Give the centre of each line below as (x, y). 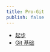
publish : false (25, 17)
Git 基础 (25, 42)
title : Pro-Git (25, 12)
